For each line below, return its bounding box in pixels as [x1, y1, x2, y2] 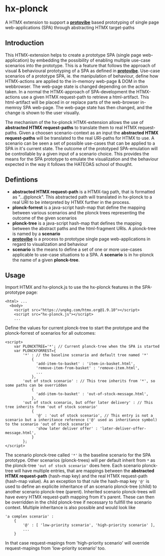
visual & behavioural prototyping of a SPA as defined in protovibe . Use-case [5, 68, 160, 74]
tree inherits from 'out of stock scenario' [5, 404, 98, 410]
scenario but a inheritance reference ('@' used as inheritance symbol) [5, 418, 158, 423]
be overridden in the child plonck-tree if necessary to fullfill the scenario [5, 499, 152, 505]
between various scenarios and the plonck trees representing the [12, 209, 145, 215]
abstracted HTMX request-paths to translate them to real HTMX [5, 124, 137, 130]
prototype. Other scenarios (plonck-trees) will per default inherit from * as [5, 457, 156, 463]
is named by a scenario [12, 231, 61, 237]
